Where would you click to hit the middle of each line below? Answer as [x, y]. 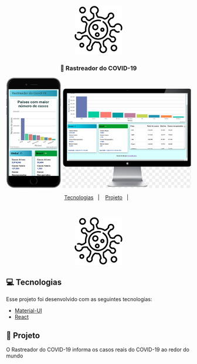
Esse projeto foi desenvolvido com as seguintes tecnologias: [79, 299]
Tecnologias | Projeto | [96, 198]
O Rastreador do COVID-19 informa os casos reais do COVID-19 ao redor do [98, 350]
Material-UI [28, 310]
